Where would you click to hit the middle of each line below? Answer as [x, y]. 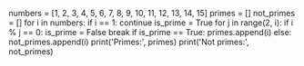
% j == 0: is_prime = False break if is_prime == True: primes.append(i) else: [150, 32]
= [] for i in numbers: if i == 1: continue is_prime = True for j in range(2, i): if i [151, 23]
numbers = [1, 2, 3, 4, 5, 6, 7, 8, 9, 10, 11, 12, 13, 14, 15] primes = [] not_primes [152, 13]
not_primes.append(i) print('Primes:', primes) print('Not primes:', [129, 42]
